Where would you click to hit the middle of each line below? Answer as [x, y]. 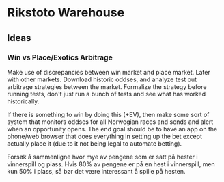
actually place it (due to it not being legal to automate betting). [95, 143]
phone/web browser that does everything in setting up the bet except [105, 136]
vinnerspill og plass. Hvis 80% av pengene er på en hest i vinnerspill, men [111, 164]
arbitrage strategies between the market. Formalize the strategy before [107, 86]
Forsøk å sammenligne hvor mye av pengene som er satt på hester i [102, 157]
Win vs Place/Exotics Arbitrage [60, 57]
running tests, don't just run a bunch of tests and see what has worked [107, 94]
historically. [23, 101]
